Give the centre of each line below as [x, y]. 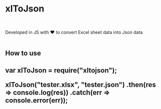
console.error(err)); [37, 100]
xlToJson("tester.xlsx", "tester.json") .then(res [81, 85]
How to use [23, 53]
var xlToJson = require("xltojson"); [61, 70]
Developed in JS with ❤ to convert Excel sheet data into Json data [74, 32]
